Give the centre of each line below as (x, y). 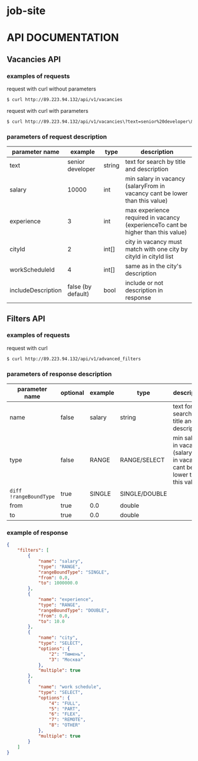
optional (72, 393)
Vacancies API (34, 59)
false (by (79, 287)
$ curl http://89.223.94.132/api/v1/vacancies (65, 100)
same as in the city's (153, 266)
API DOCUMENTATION (63, 38)
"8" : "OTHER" (65, 725)
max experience (147, 210)
